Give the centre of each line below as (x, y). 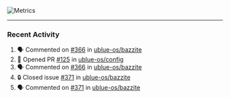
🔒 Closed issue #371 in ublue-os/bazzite (74, 78)
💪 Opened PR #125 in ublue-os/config (70, 60)
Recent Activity (34, 34)
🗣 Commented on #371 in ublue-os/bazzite (78, 88)
